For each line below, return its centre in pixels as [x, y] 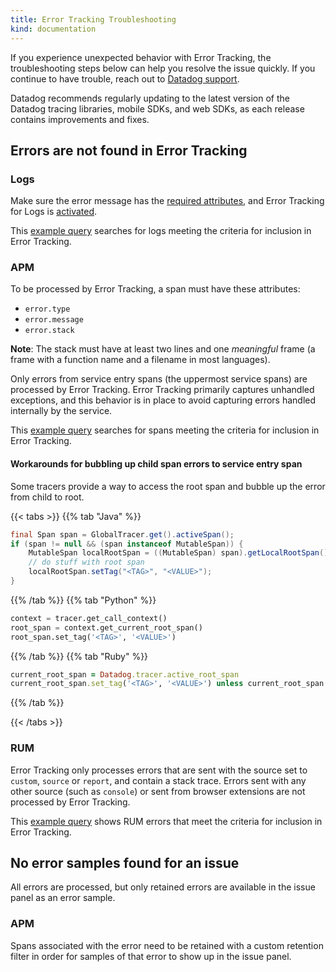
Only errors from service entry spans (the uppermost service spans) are [159, 379]
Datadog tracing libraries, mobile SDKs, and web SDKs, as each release [157, 108]
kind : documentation [53, 29]
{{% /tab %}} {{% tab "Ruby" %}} [79, 656]
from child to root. [47, 497]
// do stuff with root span [86, 562]
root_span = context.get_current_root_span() [106, 627]
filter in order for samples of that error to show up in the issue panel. [151, 956]
